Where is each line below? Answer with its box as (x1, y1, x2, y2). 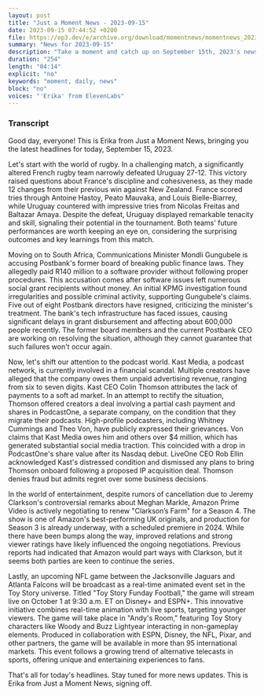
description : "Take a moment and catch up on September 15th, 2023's (8, 48, 241, 56)
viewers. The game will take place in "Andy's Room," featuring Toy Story (8, 613, 242, 622)
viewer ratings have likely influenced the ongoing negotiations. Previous (8, 539, 241, 549)
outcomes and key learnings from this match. (8, 234, 155, 244)
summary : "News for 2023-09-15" (8, 41, 114, 49)
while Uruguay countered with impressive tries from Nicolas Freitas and (8, 201, 240, 211)
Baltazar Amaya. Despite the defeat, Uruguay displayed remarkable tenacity (8, 209, 254, 219)
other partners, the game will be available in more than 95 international (8, 638, 237, 647)
